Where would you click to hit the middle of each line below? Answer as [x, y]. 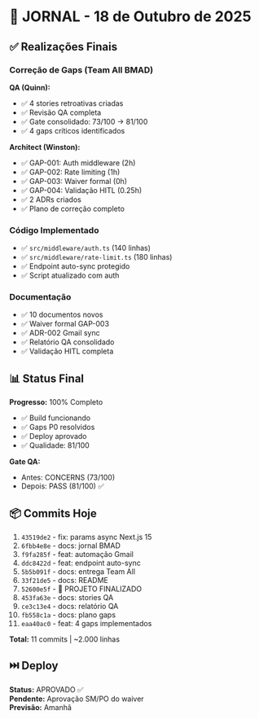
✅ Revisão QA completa [61, 112]
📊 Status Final [47, 378]
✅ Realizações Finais [63, 47]
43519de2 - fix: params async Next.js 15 [86, 537]
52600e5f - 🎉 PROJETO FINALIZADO [81, 589]
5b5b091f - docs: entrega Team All [78, 572]
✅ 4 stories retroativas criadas [72, 103]
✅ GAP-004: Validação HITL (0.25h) [81, 190]
